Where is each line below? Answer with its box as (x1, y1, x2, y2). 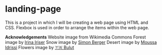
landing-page (5, 3, 61, 15)
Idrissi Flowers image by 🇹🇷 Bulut (5, 44, 74, 50)
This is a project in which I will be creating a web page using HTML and (5, 19, 148, 25)
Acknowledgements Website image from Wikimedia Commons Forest (5, 34, 146, 40)
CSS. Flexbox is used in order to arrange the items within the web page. (5, 24, 149, 30)
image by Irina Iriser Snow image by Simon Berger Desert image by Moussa (5, 39, 157, 45)
